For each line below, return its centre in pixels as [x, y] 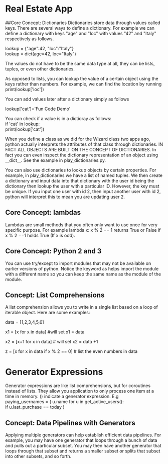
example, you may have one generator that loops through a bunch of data [81, 440]
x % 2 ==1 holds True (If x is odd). [40, 235]
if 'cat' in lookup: [23, 124]
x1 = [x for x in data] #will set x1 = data [45, 332]
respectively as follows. [30, 39]
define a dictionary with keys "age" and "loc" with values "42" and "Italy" [81, 33]
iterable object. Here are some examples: [48, 313]
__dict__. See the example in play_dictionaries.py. [56, 160]
